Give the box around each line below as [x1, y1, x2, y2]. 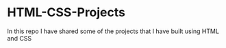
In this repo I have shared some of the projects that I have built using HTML [7, 27, 219, 35]
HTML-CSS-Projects [7, 5, 125, 20]
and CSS [7, 34, 32, 42]
